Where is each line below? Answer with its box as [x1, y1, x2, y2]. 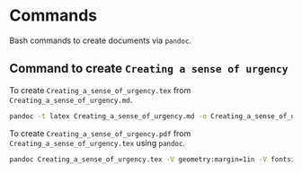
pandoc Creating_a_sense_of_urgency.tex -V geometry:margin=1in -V [9, 154, 268, 164]
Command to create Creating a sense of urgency [9, 61, 289, 76]
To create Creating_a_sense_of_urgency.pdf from [9, 127, 191, 139]
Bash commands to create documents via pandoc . [9, 35, 191, 46]
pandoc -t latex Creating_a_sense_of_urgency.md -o [9, 111, 207, 121]
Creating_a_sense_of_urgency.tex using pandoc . [9, 137, 186, 148]
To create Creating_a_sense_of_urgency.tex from [9, 84, 191, 95]
